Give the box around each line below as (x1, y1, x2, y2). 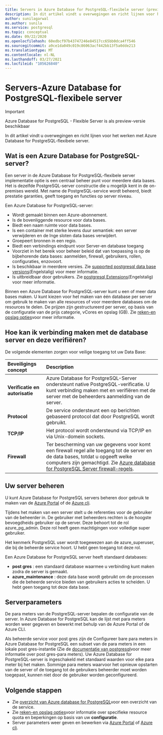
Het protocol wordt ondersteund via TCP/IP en (46, 427, 152, 434)
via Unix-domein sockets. (46, 433, 105, 440)
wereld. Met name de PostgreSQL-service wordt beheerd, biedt (24, 188, 152, 193)
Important (5, 109, 25, 115)
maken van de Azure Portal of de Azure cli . (5, 500, 91, 506)
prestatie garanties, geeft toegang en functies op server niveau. (5, 193, 132, 199)
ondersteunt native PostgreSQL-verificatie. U (46, 381, 150, 387)
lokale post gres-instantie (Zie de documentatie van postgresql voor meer (5, 646, 151, 652)
